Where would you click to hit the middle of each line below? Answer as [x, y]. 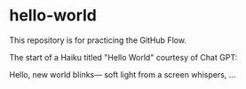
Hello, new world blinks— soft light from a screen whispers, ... [123, 74]
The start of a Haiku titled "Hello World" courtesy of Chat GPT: [123, 57]
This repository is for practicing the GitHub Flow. [98, 40]
